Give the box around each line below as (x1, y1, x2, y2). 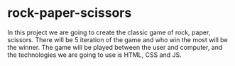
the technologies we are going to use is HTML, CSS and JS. (7, 51, 182, 59)
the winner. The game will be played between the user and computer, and (7, 43, 223, 51)
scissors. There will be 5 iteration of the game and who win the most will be (7, 35, 229, 44)
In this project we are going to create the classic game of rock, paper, (7, 28, 211, 37)
